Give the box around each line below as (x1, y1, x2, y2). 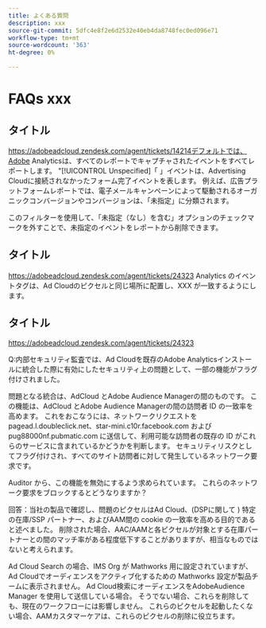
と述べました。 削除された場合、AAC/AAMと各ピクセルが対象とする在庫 (8, 525, 245, 534)
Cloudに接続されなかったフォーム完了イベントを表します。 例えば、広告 (8, 176, 245, 185)
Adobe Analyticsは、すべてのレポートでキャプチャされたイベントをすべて (8, 156, 249, 166)
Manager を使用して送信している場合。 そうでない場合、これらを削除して (8, 591, 250, 601)
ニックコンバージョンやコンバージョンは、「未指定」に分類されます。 (8, 196, 234, 205)
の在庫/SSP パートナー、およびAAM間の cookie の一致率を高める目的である (8, 514, 256, 524)
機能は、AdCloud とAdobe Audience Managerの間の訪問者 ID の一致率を (14, 401, 254, 411)
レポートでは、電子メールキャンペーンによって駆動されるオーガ (49, 186, 258, 195)
